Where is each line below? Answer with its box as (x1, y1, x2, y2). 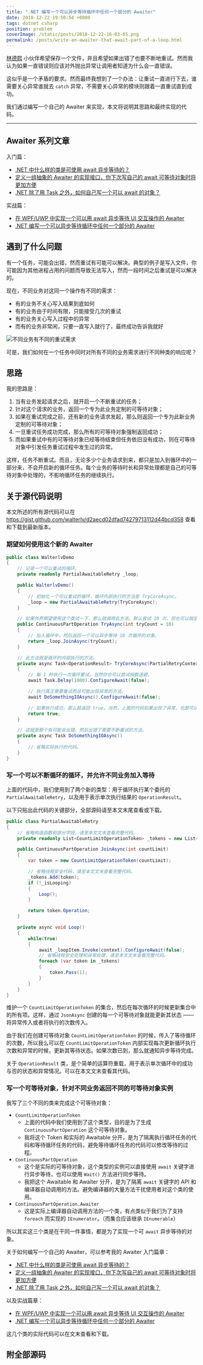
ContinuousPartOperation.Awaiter (14, 1201, 100, 1207)
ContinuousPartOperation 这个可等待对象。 (24, 1126, 131, 1133)
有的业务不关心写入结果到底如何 (14, 300, 95, 307)
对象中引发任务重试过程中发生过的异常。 (14, 444, 116, 451)
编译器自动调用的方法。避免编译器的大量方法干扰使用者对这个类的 (24, 1185, 188, 1193)
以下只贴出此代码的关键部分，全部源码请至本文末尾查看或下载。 (6, 806, 165, 813)
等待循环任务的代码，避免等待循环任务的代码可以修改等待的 (34, 1141, 183, 1148)
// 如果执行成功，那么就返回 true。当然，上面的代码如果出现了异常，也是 (28, 705, 189, 711)
